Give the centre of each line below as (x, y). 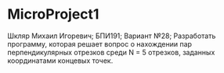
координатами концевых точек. (60, 61)
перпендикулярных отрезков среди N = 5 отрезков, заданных (111, 52)
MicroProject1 (53, 14)
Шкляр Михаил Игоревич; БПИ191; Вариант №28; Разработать (112, 36)
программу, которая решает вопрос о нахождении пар (100, 43)
